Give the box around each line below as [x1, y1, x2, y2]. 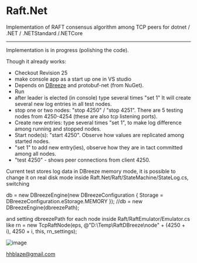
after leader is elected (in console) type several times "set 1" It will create [14, 94, 192, 101]
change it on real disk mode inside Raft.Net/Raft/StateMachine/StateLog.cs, [6, 174, 189, 181]
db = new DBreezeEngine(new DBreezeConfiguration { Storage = [6, 192, 164, 199]
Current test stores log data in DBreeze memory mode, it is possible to [6, 168, 176, 175]
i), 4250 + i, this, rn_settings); [6, 227, 77, 235]
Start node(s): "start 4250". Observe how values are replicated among [14, 131, 185, 138]
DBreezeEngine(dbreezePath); [6, 204, 80, 211]
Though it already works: [6, 57, 66, 65]
